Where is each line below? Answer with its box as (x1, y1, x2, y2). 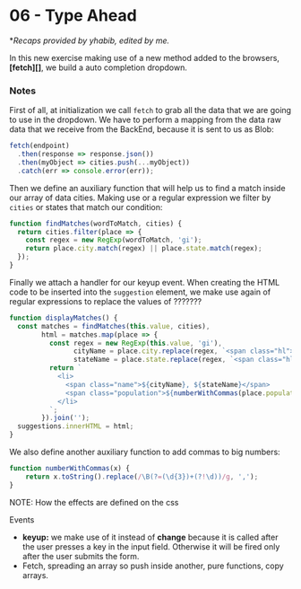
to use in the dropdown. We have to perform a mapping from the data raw (9, 114, 282, 126)
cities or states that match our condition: (9, 201, 163, 212)
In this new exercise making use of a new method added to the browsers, (9, 52, 280, 63)
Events (9, 514, 35, 525)
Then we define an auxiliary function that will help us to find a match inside (9, 182, 286, 193)
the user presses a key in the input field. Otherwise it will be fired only (21, 541, 280, 552)
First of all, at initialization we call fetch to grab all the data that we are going (9, 105, 292, 116)
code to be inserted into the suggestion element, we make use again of (9, 286, 271, 297)
